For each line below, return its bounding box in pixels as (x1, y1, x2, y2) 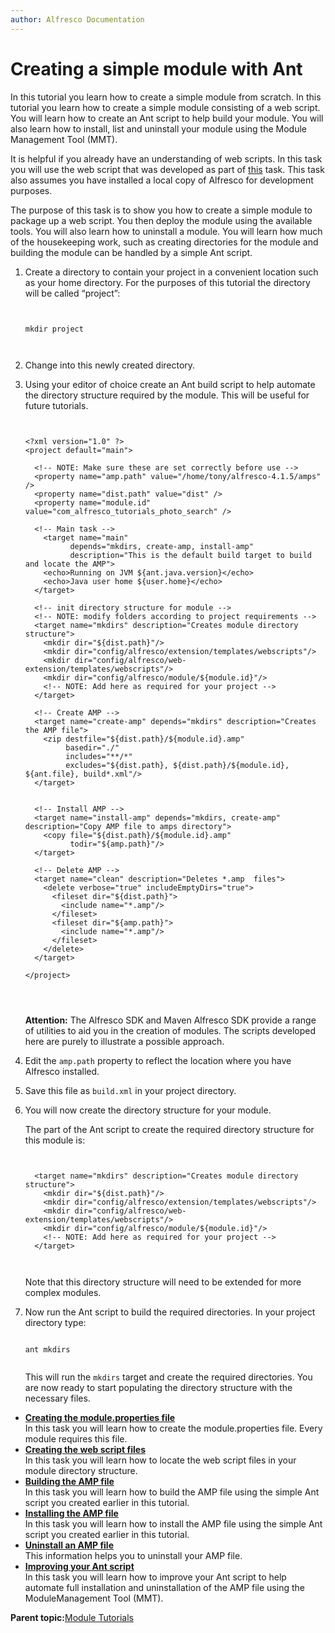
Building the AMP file (24, 1475, 115, 1487)
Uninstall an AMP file (24, 1539, 114, 1551)
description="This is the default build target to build (69, 550, 312, 560)
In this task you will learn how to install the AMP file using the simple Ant (24, 1517, 323, 1530)
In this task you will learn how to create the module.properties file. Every (24, 1422, 323, 1434)
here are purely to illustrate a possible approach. (24, 1035, 225, 1047)
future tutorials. (24, 399, 89, 411)
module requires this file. (24, 1432, 128, 1445)
